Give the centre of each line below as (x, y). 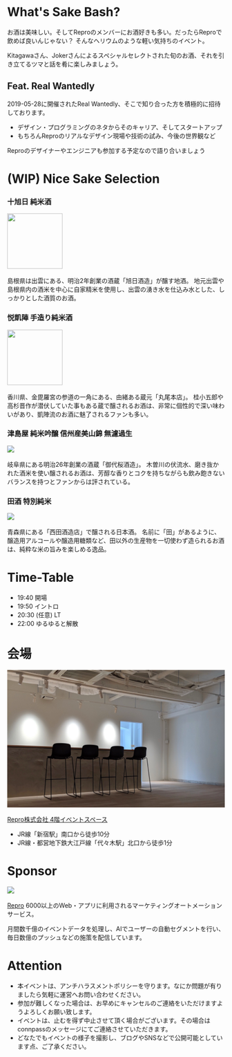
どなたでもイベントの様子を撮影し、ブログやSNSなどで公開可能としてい (120, 1038)
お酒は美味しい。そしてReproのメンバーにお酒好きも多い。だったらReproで (115, 32)
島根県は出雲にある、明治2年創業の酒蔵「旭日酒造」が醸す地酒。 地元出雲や (116, 281)
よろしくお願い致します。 (59, 1011)
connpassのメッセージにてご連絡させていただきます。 (94, 1029)
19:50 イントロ (38, 607)
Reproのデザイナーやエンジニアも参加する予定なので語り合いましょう (106, 150)
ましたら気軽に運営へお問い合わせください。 (81, 994)
